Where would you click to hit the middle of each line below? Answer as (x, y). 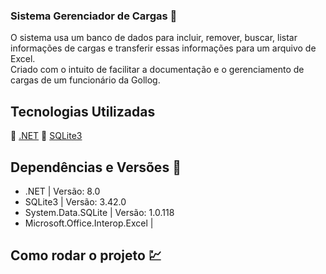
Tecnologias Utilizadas (83, 111)
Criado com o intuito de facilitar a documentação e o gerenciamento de (157, 70)
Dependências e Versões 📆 (96, 167)
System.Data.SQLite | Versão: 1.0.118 (99, 212)
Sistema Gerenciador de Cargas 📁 (94, 16)
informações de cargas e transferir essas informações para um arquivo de (163, 48)
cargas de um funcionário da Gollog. (85, 80)
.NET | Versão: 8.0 (62, 191)
